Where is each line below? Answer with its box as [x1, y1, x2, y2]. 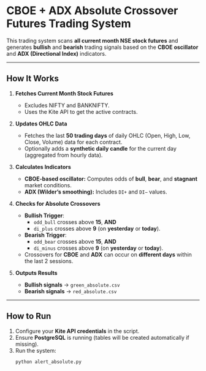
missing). [15, 340, 39, 348]
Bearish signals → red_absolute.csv [24, 287, 117, 294]
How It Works [6, 73, 59, 84]
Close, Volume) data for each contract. [24, 138, 123, 146]
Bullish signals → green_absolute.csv [24, 281, 120, 288]
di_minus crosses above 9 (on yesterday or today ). [33, 244, 164, 252]
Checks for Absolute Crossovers [15, 200, 101, 207]
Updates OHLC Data [15, 120, 67, 127]
